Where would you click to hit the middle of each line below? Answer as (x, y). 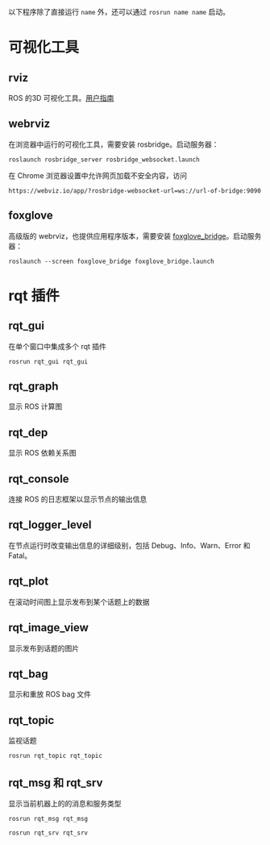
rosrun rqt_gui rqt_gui (48, 361)
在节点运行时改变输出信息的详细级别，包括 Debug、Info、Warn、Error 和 (130, 545)
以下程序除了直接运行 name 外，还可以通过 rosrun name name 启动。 (119, 12)
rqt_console (39, 479)
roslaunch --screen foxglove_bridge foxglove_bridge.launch (112, 261)
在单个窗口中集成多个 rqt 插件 (58, 346)
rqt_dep (28, 433)
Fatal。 (20, 556)
